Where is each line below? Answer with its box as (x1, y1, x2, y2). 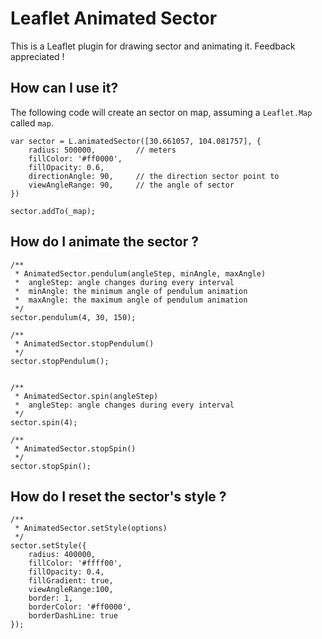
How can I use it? (10, 80, 119, 97)
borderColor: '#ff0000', (28, 602, 132, 612)
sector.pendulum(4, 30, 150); (10, 312, 137, 322)
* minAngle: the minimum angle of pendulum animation (14, 286, 248, 296)
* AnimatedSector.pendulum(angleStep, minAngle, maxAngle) (14, 268, 267, 279)
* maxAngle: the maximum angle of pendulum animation (14, 295, 248, 305)
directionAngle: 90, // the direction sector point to (28, 171, 280, 181)
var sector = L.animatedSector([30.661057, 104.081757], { (10, 136, 262, 146)
